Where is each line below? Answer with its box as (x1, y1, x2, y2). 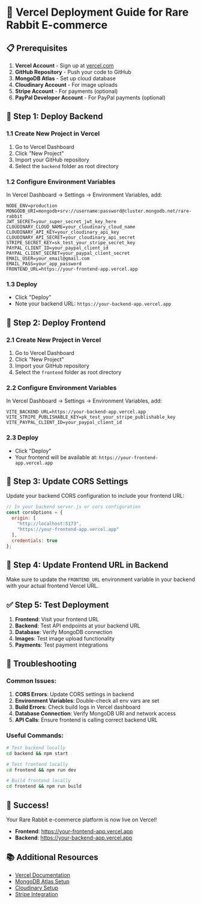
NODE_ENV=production (6, 202, 58, 209)
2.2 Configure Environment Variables (6, 383, 117, 392)
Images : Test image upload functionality (14, 635, 115, 642)
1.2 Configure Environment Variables (6, 177, 116, 186)
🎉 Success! (6, 800, 49, 810)
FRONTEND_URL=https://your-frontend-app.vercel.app (6, 266, 138, 272)
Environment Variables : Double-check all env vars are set (14, 697, 160, 704)
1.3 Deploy (6, 280, 38, 288)
